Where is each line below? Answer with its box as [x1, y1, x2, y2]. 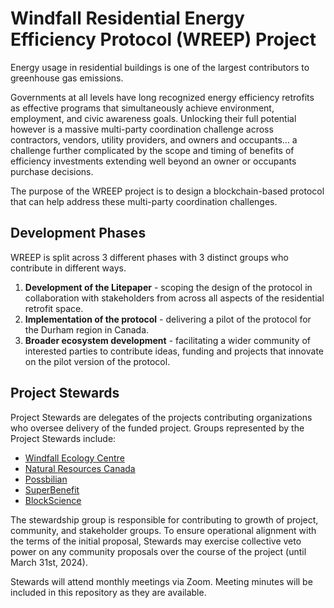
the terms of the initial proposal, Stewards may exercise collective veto [10, 535, 302, 547]
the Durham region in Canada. [24, 323, 150, 336]
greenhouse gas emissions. [10, 72, 124, 84]
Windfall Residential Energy [10, 7, 245, 30]
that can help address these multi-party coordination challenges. [10, 195, 278, 207]
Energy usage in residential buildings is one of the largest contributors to [10, 61, 310, 73]
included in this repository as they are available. [10, 586, 207, 598]
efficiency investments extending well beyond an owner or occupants [10, 155, 297, 167]
